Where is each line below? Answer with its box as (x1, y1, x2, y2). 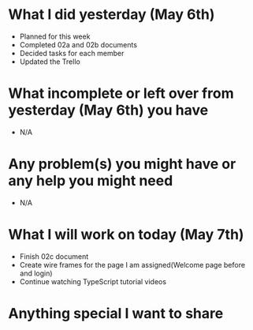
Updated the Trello (19, 57, 80, 66)
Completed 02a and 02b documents (19, 39, 138, 49)
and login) (19, 268, 53, 278)
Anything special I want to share (8, 304, 224, 322)
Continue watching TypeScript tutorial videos (19, 276, 167, 286)
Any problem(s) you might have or (8, 156, 236, 173)
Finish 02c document (19, 251, 89, 261)
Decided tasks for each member (19, 48, 125, 58)
